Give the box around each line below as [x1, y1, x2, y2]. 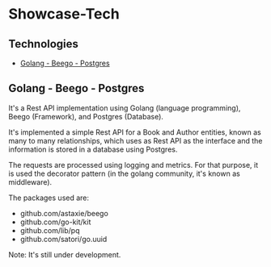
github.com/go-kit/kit [19, 217, 91, 227]
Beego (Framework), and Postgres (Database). [8, 111, 164, 121]
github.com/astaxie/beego [19, 208, 109, 218]
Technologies [8, 37, 79, 51]
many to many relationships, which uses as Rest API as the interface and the [8, 136, 263, 145]
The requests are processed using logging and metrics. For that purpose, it [8, 160, 259, 169]
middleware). [8, 177, 53, 186]
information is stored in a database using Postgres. [8, 144, 178, 154]
